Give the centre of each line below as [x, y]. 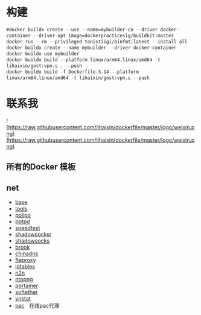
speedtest [27, 228]
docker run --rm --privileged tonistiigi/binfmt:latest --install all [97, 42]
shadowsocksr [33, 234]
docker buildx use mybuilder [43, 54]
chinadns [26, 253]
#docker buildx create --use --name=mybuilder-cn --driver [82, 30]
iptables [25, 267]
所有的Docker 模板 [41, 167]
